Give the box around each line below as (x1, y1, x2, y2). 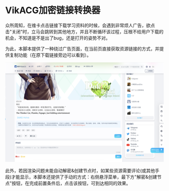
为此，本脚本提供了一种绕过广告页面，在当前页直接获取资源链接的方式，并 (5, 45, 159, 52)
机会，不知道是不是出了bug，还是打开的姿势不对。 (5, 35, 111, 41)
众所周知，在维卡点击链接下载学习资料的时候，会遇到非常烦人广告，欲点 (5, 22, 155, 28)
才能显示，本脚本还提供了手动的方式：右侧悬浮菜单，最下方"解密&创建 (11, 174, 157, 180)
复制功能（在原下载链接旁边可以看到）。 (9, 52, 92, 58)
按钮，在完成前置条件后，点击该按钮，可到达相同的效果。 (12, 180, 131, 186)
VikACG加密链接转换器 (5, 5, 101, 16)
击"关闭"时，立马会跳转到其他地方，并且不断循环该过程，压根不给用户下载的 (5, 28, 164, 34)
